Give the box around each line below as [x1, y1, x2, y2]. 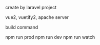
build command [5, 24, 38, 30]
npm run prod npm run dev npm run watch [5, 34, 95, 40]
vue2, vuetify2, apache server [5, 14, 69, 20]
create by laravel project [5, 5, 57, 10]
